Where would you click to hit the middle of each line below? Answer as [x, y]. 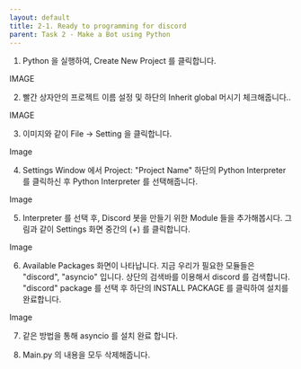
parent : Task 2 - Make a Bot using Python [90, 34]
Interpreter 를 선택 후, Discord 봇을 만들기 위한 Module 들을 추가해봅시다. [152, 218]
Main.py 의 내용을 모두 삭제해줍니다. [86, 355]
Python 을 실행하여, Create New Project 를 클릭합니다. [120, 61]
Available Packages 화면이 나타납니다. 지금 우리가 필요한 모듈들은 [138, 266]
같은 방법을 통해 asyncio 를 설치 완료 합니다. [100, 336]
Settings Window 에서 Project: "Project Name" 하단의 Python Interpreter [154, 171]
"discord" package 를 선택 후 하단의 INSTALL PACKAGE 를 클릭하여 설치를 [155, 288]
